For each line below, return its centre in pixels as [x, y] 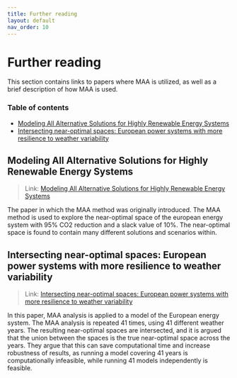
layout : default [31, 21]
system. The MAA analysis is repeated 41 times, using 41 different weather [116, 323]
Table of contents [38, 108]
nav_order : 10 [28, 27]
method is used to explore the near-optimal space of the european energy [115, 218]
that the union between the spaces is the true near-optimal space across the [119, 338]
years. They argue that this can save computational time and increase [109, 345]
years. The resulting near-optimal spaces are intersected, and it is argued [114, 330]
